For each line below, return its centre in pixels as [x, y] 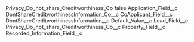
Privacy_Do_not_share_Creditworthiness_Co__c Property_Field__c [85, 27]
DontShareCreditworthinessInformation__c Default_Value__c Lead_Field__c [97, 21]
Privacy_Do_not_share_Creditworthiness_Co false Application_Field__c [92, 8]
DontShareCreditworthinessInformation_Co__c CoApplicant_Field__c [89, 14]
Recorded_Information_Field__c [44, 33]
